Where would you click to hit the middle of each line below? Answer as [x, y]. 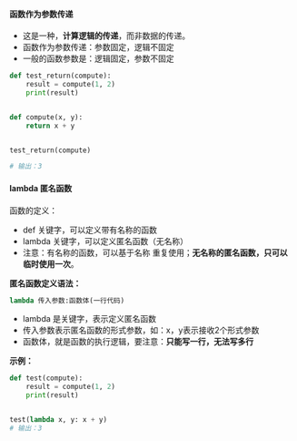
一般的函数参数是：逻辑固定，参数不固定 [98, 58]
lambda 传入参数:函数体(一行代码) [67, 301]
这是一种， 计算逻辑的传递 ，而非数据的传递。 [106, 36]
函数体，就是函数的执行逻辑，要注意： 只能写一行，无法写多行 [138, 342]
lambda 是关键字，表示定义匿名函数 [89, 319]
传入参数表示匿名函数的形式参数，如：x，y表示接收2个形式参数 [141, 330]
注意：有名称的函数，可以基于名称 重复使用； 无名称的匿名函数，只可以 [155, 252]
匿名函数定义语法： [45, 283]
